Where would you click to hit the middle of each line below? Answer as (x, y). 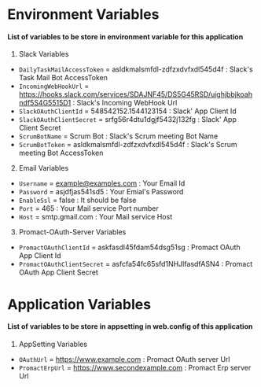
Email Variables (44, 168)
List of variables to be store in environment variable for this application (125, 36)
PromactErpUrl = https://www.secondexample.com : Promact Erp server (135, 367)
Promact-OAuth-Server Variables (72, 232)
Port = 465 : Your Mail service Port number (88, 208)
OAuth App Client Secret (59, 272)
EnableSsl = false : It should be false (77, 200)
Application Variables (79, 304)
